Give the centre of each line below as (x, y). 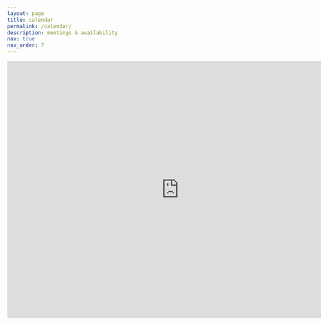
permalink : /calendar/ (39, 26)
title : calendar (30, 20)
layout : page (26, 13)
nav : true (21, 39)
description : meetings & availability (62, 33)
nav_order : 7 (26, 45)
